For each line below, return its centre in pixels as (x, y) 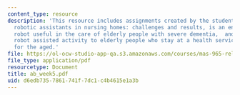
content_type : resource (43, 14)
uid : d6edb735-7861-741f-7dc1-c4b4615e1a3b (73, 80)
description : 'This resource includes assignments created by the (108, 21)
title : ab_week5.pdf (38, 74)
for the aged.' (36, 47)
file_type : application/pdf (49, 61)
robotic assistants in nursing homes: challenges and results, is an (119, 27)
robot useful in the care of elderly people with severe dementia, (116, 34)
